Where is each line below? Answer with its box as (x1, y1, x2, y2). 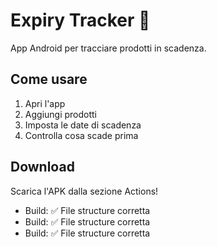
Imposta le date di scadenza (24, 119, 142, 131)
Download (10, 159, 75, 176)
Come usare (10, 71, 88, 88)
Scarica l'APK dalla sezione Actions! (10, 185, 159, 197)
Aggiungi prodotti (24, 108, 98, 120)
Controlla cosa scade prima (24, 129, 139, 141)
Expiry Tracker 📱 (10, 9, 151, 32)
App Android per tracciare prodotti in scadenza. (10, 42, 207, 54)
